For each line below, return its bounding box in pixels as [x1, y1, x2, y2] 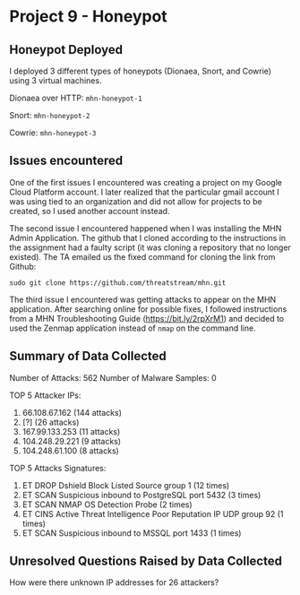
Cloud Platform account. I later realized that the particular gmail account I [9, 186, 279, 197]
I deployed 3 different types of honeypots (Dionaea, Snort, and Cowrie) [9, 65, 271, 76]
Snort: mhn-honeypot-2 [9, 110, 90, 120]
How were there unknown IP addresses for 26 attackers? [9, 577, 219, 588]
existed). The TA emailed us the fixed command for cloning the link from [9, 251, 276, 262]
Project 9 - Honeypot [9, 6, 167, 27]
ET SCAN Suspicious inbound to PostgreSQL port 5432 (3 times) [21, 489, 261, 500]
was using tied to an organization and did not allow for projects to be [9, 195, 262, 207]
